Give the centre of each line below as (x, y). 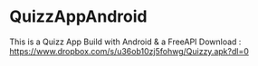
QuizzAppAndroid (78, 17)
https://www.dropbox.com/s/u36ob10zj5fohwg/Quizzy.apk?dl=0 (129, 51)
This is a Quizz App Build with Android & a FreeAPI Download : (125, 42)
